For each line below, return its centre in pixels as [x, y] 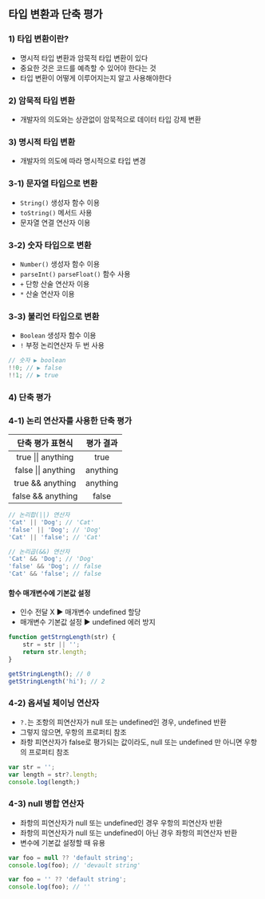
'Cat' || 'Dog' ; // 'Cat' [51, 522]
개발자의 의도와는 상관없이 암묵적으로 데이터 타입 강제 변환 [111, 119]
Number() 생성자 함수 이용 [60, 264]
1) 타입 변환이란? [39, 39]
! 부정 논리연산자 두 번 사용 [62, 345]
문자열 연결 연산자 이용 [55, 223]
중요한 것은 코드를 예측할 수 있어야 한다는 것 [88, 68]
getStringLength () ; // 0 [49, 674]
